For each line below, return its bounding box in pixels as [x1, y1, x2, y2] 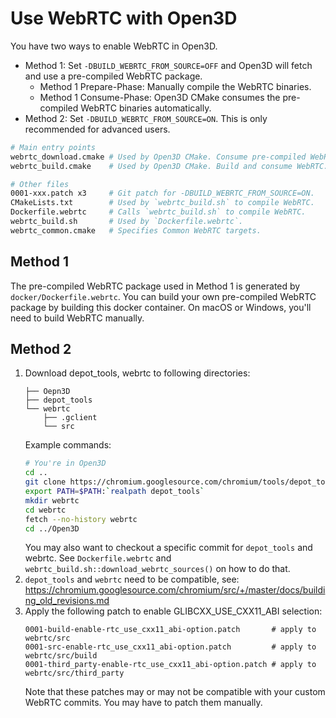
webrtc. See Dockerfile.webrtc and [24, 552, 172, 564]
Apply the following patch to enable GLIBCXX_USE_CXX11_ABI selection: [24, 605, 323, 617]
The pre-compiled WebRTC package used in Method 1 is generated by [10, 280, 301, 292]
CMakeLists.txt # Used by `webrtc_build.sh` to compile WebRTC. [10, 198, 315, 208]
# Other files [10, 179, 70, 189]
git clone [24, 477, 67, 487]
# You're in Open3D [24, 458, 107, 469]
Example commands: [24, 439, 112, 451]
